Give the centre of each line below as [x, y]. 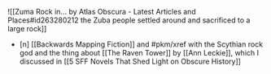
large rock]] [27, 29]
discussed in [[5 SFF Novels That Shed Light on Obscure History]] [130, 61]
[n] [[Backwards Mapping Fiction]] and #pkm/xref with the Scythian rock [141, 44]
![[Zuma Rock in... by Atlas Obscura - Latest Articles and [102, 12]
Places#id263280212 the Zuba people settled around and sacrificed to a [129, 20]
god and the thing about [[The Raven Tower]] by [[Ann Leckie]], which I [139, 53]
